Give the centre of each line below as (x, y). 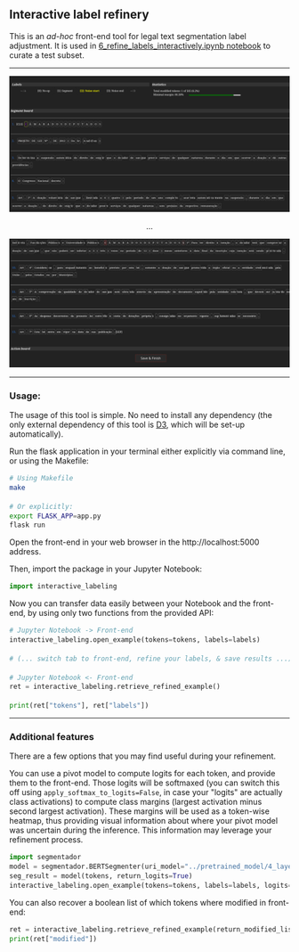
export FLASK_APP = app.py (55, 516)
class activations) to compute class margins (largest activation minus (136, 802)
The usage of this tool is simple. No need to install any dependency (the (141, 415)
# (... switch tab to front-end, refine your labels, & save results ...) (151, 659)
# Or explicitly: (41, 506)
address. (25, 552)
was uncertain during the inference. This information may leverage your (141, 830)
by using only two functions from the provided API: (121, 613)
